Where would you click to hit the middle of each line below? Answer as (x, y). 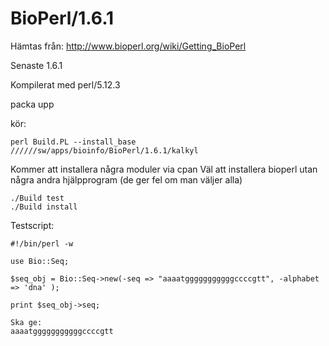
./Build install (44, 207)
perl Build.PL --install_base (73, 142)
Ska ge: (26, 322)
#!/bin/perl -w (42, 243)
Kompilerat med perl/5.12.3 (65, 84)
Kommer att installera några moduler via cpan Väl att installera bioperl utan (164, 169)
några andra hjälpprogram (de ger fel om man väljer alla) (126, 179)
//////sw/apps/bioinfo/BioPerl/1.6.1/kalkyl (104, 150)
